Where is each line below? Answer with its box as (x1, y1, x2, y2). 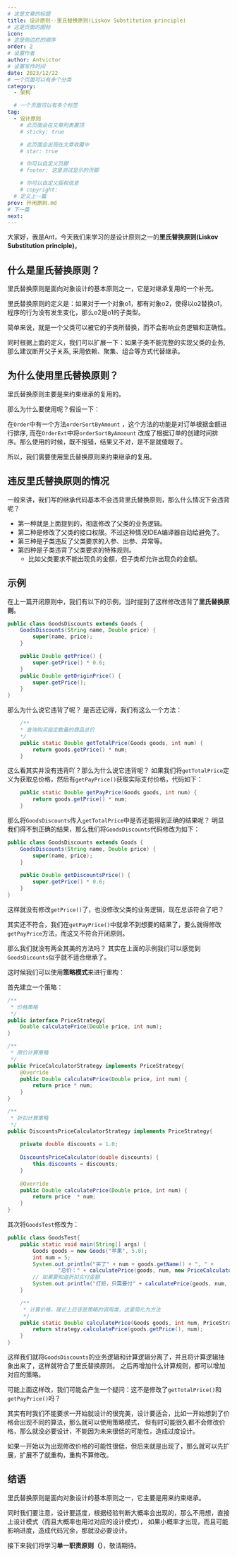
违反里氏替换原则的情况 (7, 475, 109, 488)
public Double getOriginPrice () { (20, 672, 121, 679)
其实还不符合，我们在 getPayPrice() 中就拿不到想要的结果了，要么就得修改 (7, 920, 222, 929)
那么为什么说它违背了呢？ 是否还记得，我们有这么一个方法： (7, 706, 182, 714)
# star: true (20, 148, 59, 155)
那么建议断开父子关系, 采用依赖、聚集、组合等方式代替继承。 (7, 347, 184, 355)
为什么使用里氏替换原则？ (7, 370, 119, 382)
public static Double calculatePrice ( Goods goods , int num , (20, 1319, 200, 1326)
